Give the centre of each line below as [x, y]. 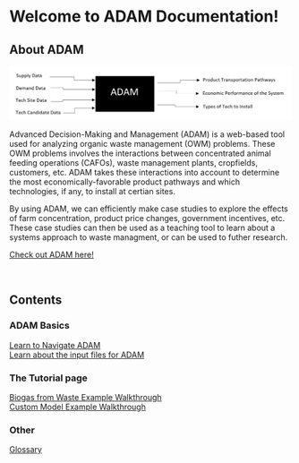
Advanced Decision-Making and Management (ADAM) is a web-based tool [147, 134]
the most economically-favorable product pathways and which [124, 182]
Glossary [26, 450]
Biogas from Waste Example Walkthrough [86, 397]
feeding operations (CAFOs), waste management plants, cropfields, [133, 162]
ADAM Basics [39, 326]
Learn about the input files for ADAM [77, 355]
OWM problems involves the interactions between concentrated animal [140, 153]
